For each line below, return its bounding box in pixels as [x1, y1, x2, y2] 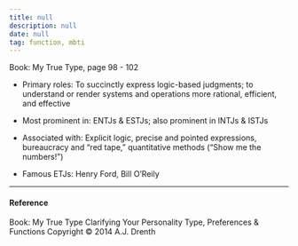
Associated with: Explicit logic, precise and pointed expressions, [21, 132, 257, 143]
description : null [9, 21, 77, 30]
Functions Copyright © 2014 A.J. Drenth [9, 226, 156, 237]
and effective [21, 99, 71, 109]
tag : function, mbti [9, 37, 86, 47]
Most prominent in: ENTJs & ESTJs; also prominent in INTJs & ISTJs [21, 115, 269, 126]
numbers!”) [21, 152, 64, 163]
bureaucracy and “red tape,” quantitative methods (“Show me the [21, 142, 262, 153]
